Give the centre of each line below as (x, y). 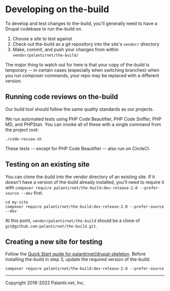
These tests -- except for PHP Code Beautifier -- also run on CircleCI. (78, 148)
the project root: (22, 130)
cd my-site (17, 202)
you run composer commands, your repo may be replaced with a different (82, 75)
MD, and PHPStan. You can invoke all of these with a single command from (83, 124)
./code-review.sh (24, 139)
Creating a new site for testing (54, 241)
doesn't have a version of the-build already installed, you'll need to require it (85, 182)
